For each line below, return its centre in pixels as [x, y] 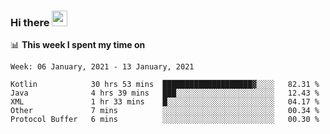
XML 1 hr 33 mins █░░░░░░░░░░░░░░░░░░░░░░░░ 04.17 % [165, 102]
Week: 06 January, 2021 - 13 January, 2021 [102, 67]
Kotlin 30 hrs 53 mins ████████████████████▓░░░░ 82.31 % [165, 85]
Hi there [30, 22]
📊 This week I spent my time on [78, 45]
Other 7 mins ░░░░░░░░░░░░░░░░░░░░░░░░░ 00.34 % [165, 111]
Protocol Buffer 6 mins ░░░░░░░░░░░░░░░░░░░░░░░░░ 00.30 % [165, 120]
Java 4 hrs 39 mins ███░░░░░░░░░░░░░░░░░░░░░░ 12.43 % [165, 93]
